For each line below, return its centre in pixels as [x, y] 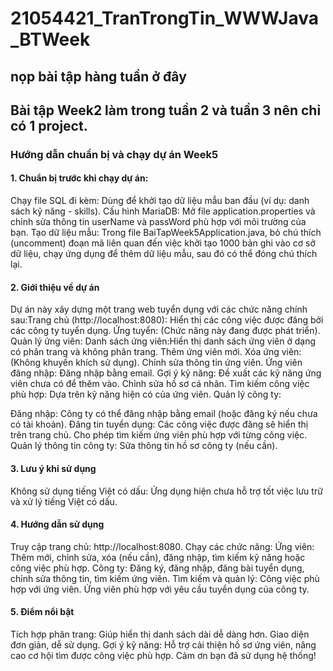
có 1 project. [49, 125]
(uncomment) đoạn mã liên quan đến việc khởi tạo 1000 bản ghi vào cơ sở [163, 243]
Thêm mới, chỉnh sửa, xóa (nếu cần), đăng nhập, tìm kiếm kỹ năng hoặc [158, 557]
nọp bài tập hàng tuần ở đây [98, 76]
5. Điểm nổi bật [42, 612]
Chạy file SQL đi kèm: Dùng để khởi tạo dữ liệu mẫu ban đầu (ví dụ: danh [160, 201]
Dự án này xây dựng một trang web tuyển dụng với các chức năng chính [159, 309]
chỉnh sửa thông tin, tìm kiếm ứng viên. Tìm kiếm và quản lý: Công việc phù [165, 578]
